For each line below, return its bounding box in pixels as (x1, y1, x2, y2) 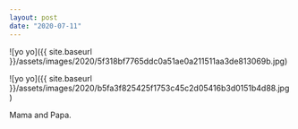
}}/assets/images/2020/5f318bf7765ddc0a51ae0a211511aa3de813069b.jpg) (9, 56, 288, 66)
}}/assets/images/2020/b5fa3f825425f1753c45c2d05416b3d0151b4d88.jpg (9, 82, 290, 93)
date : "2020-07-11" (9, 21, 82, 30)
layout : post (9, 13, 58, 22)
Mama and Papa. (9, 109, 72, 120)
